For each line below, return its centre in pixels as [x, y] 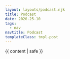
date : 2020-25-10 [23, 19]
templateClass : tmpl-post [32, 37]
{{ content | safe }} [24, 51]
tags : [11, 23]
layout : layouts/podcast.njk [35, 10]
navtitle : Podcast [24, 32]
